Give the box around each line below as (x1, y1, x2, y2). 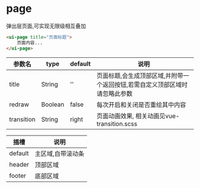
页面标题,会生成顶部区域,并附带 (96, 71, 183, 79)
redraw (9, 100, 29, 109)
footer (9, 171, 27, 180)
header (9, 160, 30, 168)
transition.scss (96, 119, 137, 128)
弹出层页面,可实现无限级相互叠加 (6, 22, 86, 29)
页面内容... (17, 39, 43, 46)
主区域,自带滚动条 (35, 149, 85, 158)
